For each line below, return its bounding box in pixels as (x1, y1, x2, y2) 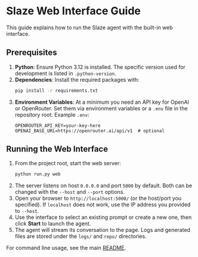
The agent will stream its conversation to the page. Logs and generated (14, 227, 191, 234)
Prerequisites (6, 48, 57, 58)
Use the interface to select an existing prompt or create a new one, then (14, 213, 192, 221)
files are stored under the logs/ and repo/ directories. (14, 233, 147, 240)
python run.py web (14, 171, 61, 177)
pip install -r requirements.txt (14, 88, 98, 94)
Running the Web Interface (6, 144, 109, 154)
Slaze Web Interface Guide (6, 4, 141, 18)
